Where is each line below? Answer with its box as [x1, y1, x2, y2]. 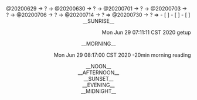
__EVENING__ [82, 81, 115, 88]
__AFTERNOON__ [77, 69, 120, 76]
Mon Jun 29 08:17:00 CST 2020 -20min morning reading [53, 51, 191, 58]
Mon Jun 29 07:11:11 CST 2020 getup [101, 29, 191, 36]
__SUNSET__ [83, 75, 114, 82]
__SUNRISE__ [83, 18, 114, 25]
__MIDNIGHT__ [81, 88, 116, 95]
